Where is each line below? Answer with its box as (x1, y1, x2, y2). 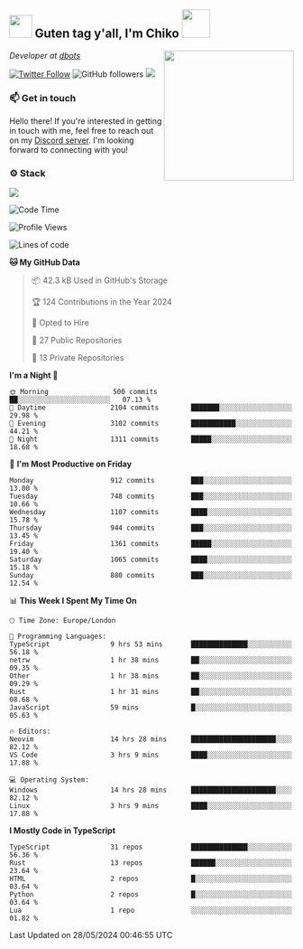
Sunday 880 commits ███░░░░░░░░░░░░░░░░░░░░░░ (9, 571, 293, 580)
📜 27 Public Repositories (31, 335, 123, 346)
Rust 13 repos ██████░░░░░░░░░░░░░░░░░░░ (9, 859, 293, 868)
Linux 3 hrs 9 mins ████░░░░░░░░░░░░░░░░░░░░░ (9, 802, 293, 811)
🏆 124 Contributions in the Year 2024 (31, 296, 173, 307)
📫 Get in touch (9, 91, 77, 104)
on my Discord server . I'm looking (9, 135, 134, 146)
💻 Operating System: (9, 775, 90, 785)
